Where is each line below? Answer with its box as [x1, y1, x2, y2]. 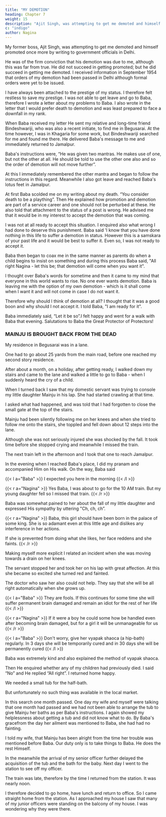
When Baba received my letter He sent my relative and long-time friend [5, 120, 151, 126]
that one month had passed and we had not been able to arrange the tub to [5, 704, 159, 710]
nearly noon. [5, 781, 31, 787]
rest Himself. [5, 746, 31, 752]
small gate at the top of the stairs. [5, 407, 74, 413]
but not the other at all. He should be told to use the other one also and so [5, 156, 156, 162]
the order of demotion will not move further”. [5, 162, 96, 167]
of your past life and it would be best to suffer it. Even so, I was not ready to [5, 238, 160, 244]
